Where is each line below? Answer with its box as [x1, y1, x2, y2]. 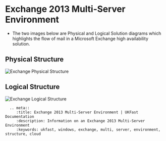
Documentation [5, 114, 35, 119]
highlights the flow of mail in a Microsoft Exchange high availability [12, 36, 149, 42]
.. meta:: [9, 105, 30, 110]
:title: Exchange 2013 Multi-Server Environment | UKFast [16, 110, 139, 115]
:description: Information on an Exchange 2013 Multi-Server [16, 118, 145, 123]
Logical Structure [5, 83, 60, 91]
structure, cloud [5, 131, 41, 137]
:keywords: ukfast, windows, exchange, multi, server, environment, [16, 127, 161, 132]
